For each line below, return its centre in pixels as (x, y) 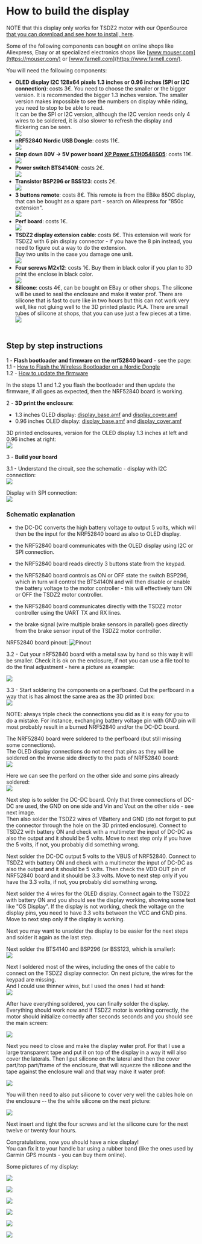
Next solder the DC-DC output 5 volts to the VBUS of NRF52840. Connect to (101, 856)
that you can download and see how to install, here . (70, 34)
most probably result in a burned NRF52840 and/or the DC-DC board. (93, 727)
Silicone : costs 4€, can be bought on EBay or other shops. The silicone (104, 287)
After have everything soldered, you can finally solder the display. (88, 1004)
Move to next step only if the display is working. (66, 919)
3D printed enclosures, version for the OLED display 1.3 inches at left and (97, 433)
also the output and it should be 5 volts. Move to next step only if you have (99, 838)
